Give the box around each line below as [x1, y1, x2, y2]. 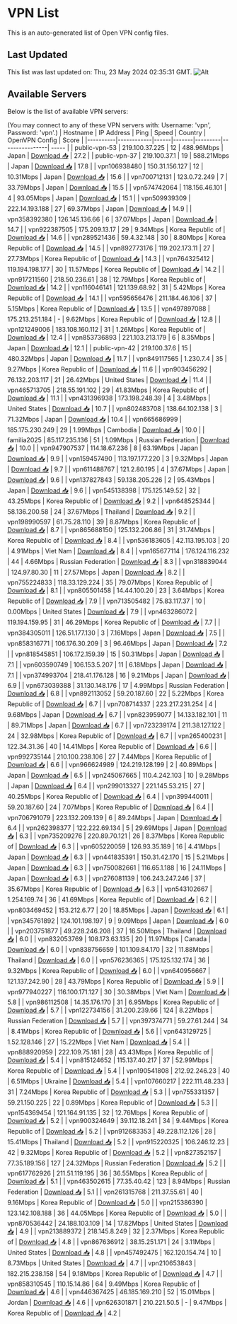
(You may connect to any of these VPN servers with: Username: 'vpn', [7, 120, 212, 129]
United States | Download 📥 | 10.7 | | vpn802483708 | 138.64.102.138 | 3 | [7, 404, 223, 413]
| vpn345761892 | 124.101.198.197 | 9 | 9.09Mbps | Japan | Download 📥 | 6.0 [7, 916, 229, 925]
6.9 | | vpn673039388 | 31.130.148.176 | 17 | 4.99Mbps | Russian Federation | [7, 681, 229, 689]
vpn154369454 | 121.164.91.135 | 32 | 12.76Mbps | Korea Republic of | [7, 1108, 209, 1117]
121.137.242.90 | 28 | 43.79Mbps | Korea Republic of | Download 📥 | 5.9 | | [7, 977, 224, 985]
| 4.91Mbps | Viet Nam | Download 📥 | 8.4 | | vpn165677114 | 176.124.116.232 [7, 546, 230, 555]
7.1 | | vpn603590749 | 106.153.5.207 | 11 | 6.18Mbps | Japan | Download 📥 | [7, 660, 228, 669]
